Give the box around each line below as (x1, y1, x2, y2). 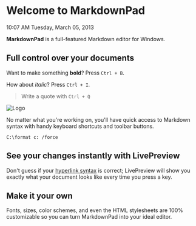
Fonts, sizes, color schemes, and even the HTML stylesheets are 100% (6, 207, 184, 214)
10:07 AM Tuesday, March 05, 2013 (6, 24, 94, 31)
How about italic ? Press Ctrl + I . (6, 81, 90, 88)
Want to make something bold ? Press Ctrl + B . (6, 69, 124, 76)
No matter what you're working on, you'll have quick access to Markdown (6, 116, 191, 123)
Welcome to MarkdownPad (6, 4, 146, 18)
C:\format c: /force (6, 134, 59, 140)
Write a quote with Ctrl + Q (21, 92, 90, 100)
